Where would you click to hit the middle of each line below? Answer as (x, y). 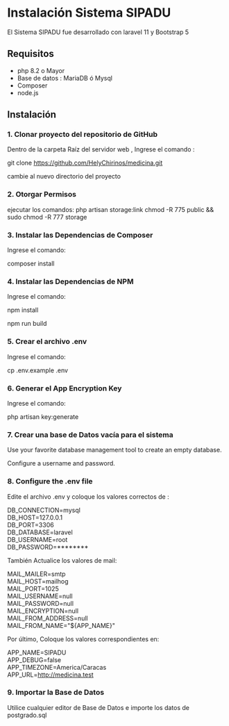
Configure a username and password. (61, 463)
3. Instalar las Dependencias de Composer (80, 235)
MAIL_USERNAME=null (40, 596)
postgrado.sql (27, 715)
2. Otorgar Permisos (42, 195)
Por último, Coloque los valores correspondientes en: (83, 639)
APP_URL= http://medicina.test (50, 675)
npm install (23, 310)
